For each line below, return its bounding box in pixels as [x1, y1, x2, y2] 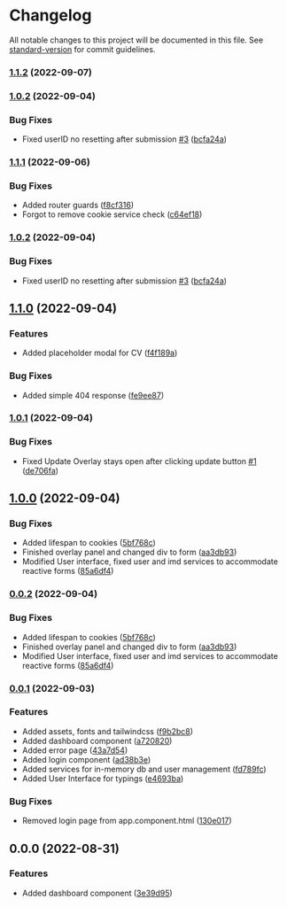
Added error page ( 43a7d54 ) [21, 745, 128, 756]
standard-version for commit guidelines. [9, 43, 156, 54]
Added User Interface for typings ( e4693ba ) [21, 772, 184, 784]
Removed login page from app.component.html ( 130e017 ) [21, 816, 232, 826]
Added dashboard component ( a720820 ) [21, 735, 173, 746]
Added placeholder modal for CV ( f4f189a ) [21, 347, 178, 359]
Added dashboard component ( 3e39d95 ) [21, 888, 173, 898]
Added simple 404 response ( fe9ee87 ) [21, 390, 165, 400]
